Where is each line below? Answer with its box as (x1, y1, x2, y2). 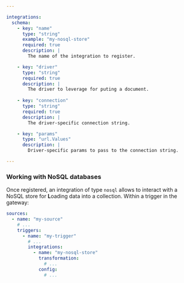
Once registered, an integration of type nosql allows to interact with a (6, 186, 178, 193)
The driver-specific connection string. (28, 120, 130, 126)
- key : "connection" (17, 97, 69, 104)
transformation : (38, 255, 79, 261)
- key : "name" (17, 25, 52, 31)
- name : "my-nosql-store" (32, 250, 98, 256)
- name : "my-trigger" (22, 233, 77, 239)
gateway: (6, 199, 29, 206)
